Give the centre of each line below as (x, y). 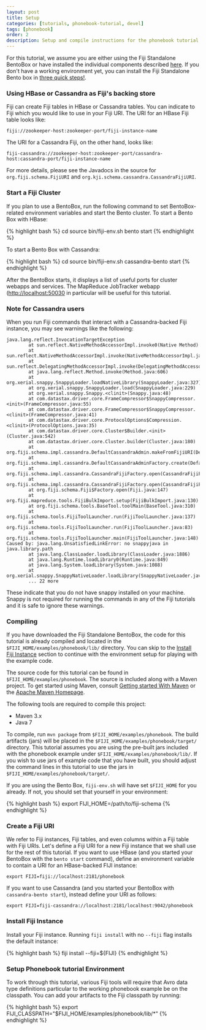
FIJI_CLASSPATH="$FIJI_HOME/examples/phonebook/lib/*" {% (87, 1014)
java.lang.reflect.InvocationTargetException (65, 340)
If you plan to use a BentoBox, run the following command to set (87, 206)
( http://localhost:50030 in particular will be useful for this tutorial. (89, 292)
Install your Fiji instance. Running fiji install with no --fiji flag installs (99, 934)
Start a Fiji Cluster (34, 193)
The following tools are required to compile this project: (76, 704)
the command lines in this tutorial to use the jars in (70, 767)
